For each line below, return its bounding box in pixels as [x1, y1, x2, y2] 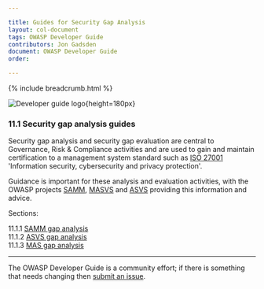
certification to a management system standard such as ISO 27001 [8, 153, 224, 162]
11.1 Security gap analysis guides [8, 118, 136, 129]
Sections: [8, 209, 39, 218]
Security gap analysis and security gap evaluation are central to [8, 136, 214, 146]
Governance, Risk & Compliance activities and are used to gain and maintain [8, 145, 255, 154]
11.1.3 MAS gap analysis [8, 241, 84, 250]
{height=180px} [85, 99, 136, 108]
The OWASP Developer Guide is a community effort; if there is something [8, 263, 245, 272]
